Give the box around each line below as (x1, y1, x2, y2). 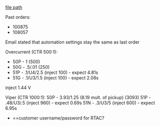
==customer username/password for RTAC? (12, 115, 104, 121)
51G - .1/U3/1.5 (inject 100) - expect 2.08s (12, 75, 99, 80)
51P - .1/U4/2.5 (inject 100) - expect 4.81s (12, 69, 98, 75)
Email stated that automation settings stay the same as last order (5, 39, 140, 45)
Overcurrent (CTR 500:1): (5, 49, 58, 55)
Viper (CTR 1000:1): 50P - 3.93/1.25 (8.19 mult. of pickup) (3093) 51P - (5, 95, 151, 100)
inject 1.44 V (5, 85, 31, 91)
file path (5, 5, 23, 10)
